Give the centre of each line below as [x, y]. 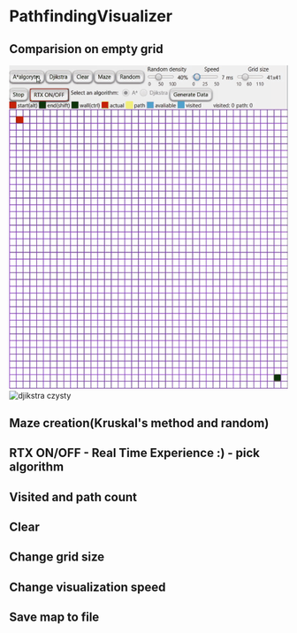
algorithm [37, 467]
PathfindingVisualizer [91, 16]
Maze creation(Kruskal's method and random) [139, 423]
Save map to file [54, 618]
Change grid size [57, 557]
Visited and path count [73, 497]
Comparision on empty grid [86, 49]
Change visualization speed [88, 587]
